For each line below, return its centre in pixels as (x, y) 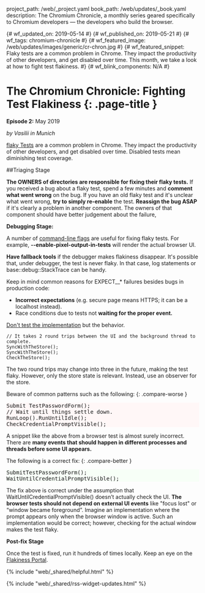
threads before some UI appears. (49, 449)
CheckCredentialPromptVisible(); (57, 424)
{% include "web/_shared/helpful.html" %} (60, 572)
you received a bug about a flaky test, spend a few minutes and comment (99, 188)
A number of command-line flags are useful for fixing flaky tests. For (93, 238)
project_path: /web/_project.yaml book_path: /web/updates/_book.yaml (96, 9)
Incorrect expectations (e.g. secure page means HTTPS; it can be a (101, 300)
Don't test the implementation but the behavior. (66, 325)
